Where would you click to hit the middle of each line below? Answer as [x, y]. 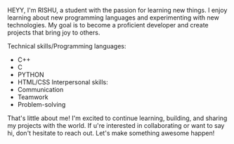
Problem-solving [41, 104]
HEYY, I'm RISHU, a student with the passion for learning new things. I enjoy [117, 10]
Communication [40, 90]
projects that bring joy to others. [54, 32]
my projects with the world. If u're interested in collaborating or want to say [116, 125]
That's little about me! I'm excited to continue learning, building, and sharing [117, 118]
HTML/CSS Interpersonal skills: [63, 82]
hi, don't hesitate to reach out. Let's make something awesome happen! [111, 133]
